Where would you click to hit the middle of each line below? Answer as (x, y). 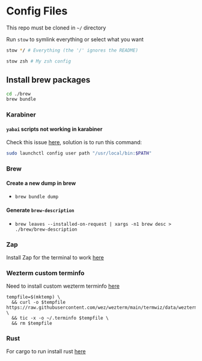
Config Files (37, 11)
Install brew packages (48, 80)
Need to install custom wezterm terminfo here (63, 286)
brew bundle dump (37, 197)
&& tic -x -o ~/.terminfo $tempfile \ (60, 318)
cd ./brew (19, 94)
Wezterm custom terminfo (45, 273)
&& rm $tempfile (32, 323)
